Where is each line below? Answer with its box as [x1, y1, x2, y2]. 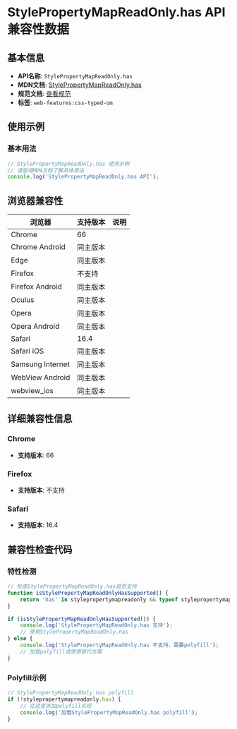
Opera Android [11, 322, 60, 332]
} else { [7, 635, 33, 642]
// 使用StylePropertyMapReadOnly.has [20, 629, 129, 636]
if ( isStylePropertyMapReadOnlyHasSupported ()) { [7, 615, 157, 622]
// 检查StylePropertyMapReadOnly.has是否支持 [7, 583, 138, 590]
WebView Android [11, 373, 71, 382]
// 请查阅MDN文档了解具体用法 [7, 167, 85, 174]
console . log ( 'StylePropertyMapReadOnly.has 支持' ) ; [20, 622, 173, 629]
